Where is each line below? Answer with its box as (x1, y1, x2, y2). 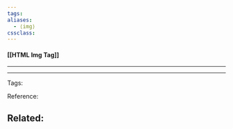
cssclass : (7, 29, 36, 37)
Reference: (7, 92, 39, 101)
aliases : (7, 17, 33, 23)
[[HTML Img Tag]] (7, 50, 60, 59)
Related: (7, 112, 44, 124)
